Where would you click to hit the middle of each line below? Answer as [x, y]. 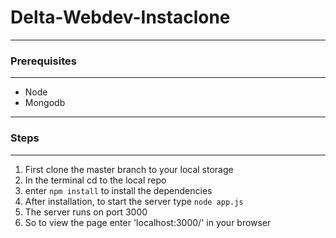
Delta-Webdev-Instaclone [120, 17]
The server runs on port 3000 [86, 212]
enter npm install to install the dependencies [118, 190]
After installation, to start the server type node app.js [134, 201]
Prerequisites [43, 61]
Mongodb [45, 103]
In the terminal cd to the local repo [95, 180]
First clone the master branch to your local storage [129, 169]
